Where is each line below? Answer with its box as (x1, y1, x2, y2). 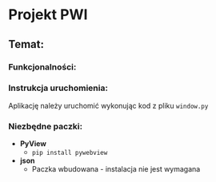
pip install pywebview (31, 149, 108, 157)
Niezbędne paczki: (8, 121, 82, 132)
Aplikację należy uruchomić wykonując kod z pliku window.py (8, 101, 209, 110)
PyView (19, 139, 46, 148)
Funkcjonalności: (8, 61, 77, 73)
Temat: (8, 38, 44, 51)
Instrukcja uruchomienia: (8, 82, 108, 93)
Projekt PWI (8, 6, 88, 24)
